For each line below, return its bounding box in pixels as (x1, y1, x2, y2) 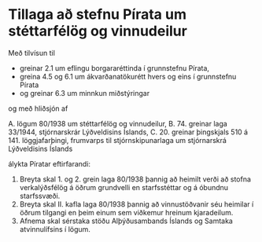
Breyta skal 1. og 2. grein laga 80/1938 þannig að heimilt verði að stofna (19, 174, 252, 184)
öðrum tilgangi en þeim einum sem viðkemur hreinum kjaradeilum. (19, 207, 234, 217)
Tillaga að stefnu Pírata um (8, 5, 187, 24)
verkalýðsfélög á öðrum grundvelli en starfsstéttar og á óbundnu (19, 182, 229, 192)
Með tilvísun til (8, 48, 55, 57)
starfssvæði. (19, 191, 61, 200)
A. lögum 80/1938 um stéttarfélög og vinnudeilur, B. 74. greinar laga (8, 119, 228, 128)
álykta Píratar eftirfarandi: (8, 159, 91, 168)
